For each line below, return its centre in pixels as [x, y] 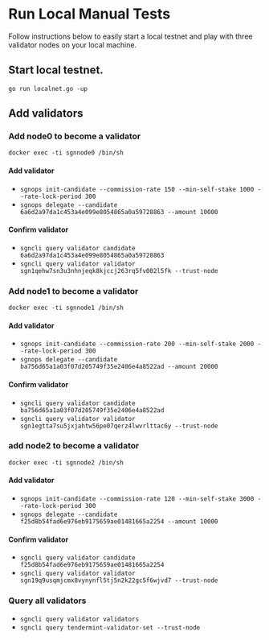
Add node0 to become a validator [75, 136]
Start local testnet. [56, 70]
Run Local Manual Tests [90, 14]
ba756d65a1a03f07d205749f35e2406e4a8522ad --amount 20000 [119, 367]
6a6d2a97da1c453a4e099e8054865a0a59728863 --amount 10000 [119, 212]
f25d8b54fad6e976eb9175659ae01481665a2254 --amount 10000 [119, 522]
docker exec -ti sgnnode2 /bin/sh [66, 462]
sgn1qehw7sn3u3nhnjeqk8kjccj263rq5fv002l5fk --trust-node [119, 270]
